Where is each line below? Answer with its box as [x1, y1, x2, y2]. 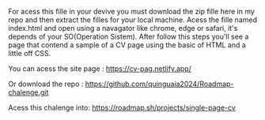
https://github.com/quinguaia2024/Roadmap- [85, 79, 234, 88]
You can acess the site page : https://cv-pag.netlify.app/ [8, 64, 192, 73]
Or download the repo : [8, 79, 84, 88]
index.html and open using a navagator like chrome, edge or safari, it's [8, 24, 238, 32]
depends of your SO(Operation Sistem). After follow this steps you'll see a [8, 32, 249, 41]
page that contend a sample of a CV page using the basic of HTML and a [8, 40, 247, 50]
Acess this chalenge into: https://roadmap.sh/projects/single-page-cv [8, 103, 236, 112]
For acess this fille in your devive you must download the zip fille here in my [8, 7, 256, 16]
